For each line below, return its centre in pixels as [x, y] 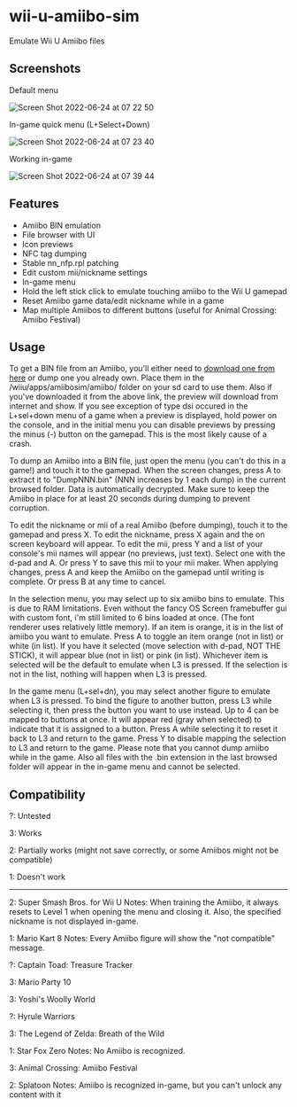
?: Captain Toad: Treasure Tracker [71, 965]
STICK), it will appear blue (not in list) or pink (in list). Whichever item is [138, 655]
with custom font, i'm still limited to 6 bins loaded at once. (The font [132, 618]
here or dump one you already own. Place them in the [107, 378]
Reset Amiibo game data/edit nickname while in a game [123, 300]
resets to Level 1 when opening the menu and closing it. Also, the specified [145, 912]
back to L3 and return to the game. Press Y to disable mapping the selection [148, 738]
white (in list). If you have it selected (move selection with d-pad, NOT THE [145, 646]
